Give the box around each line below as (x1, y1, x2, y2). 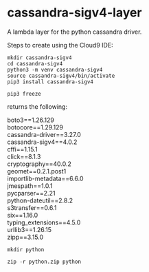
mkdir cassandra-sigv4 (7, 54, 72, 61)
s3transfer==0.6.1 (7, 203, 57, 211)
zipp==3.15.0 (7, 233, 44, 241)
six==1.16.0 (7, 211, 38, 219)
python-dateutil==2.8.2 (7, 196, 73, 205)
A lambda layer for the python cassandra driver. (7, 28, 142, 36)
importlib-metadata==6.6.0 (7, 174, 84, 182)
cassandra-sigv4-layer (7, 5, 142, 21)
